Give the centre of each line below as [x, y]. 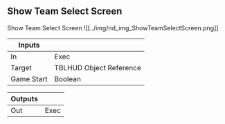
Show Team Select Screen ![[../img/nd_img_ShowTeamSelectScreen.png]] [113, 28]
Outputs [24, 99]
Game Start [29, 79]
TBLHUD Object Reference [98, 68]
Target [21, 68]
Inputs [29, 45]
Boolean [68, 79]
